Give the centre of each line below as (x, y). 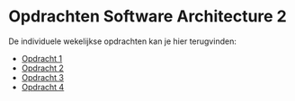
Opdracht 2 (43, 68)
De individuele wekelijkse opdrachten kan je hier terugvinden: (123, 41)
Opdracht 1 (42, 58)
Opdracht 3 (43, 77)
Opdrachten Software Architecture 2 (147, 17)
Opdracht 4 (43, 87)
